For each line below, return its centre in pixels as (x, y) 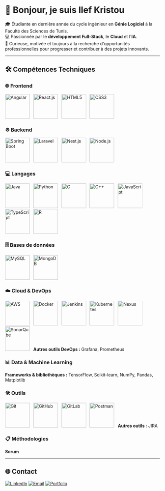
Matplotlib (15, 380)
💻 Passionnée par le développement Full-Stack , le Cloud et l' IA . (71, 36)
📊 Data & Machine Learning (39, 362)
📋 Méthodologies (27, 439)
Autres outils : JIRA (138, 426)
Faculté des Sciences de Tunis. (37, 31)
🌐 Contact (21, 472)
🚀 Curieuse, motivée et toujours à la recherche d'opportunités (68, 43)
